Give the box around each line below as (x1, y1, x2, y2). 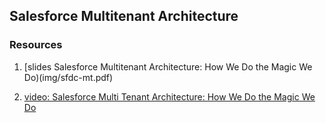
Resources (9, 38, 63, 52)
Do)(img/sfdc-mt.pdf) (23, 71, 114, 83)
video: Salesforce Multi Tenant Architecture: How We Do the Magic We (23, 90, 316, 103)
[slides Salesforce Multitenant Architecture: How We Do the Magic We (23, 60, 313, 73)
